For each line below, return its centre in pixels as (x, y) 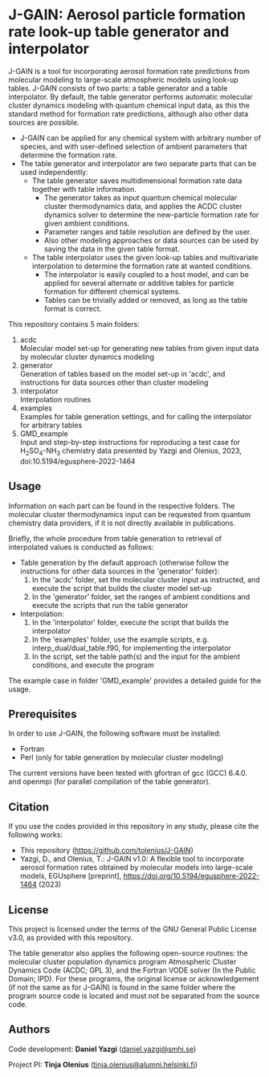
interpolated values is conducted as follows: (81, 547)
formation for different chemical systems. (112, 292)
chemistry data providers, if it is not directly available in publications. (122, 523)
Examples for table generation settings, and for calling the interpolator (136, 416)
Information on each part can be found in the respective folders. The (122, 506)
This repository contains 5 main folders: (74, 324)
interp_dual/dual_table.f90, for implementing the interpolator (131, 647)
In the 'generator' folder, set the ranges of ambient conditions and (141, 597)
